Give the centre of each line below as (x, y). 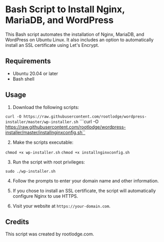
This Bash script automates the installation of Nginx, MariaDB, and (75, 34)
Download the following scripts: (46, 107)
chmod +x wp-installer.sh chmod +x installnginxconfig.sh (67, 152)
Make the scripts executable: (43, 142)
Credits (17, 222)
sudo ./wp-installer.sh (31, 171)
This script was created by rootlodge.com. (50, 234)
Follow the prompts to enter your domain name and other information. (86, 181)
